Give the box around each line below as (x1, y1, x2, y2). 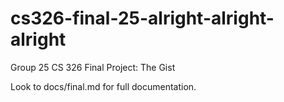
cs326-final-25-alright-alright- (10, 7, 275, 30)
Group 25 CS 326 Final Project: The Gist (10, 61, 176, 73)
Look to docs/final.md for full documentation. (10, 80, 197, 92)
